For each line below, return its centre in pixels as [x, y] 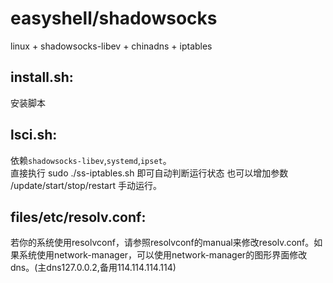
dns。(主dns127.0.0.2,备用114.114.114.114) [93, 268]
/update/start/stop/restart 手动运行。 [86, 185]
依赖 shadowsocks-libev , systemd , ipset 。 [91, 160]
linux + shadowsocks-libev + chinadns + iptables [111, 46]
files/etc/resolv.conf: [78, 217]
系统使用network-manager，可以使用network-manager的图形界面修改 [163, 255]
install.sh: [42, 77]
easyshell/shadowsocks [114, 18]
